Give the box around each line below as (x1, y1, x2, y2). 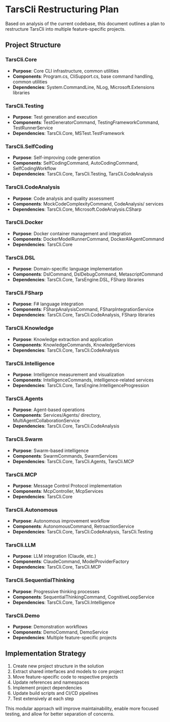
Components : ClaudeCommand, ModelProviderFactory (12, 558, 129, 565)
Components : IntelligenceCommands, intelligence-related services (12, 377, 154, 383)
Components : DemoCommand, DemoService (12, 629, 108, 635)
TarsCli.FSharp (5, 289, 43, 297)
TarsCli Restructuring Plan (5, 4, 119, 15)
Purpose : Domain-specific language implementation (12, 266, 123, 272)
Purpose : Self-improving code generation (12, 154, 101, 161)
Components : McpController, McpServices (12, 488, 103, 494)
